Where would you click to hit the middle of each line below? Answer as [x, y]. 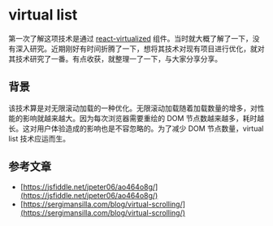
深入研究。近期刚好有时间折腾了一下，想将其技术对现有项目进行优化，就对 [140, 48]
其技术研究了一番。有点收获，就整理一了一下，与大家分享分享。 [115, 59]
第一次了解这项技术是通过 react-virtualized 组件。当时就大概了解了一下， [131, 38]
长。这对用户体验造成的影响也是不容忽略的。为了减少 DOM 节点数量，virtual [136, 128]
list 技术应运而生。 [39, 138]
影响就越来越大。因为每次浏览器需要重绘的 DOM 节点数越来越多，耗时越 [143, 118]
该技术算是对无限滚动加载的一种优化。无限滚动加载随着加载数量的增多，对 [133, 108]
